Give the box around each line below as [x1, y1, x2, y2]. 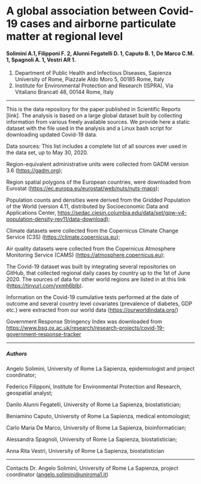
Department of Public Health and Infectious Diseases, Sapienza [14, 69, 172, 77]
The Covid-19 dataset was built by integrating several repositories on [6, 263, 176, 270]
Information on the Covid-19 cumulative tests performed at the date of [6, 294, 179, 301]
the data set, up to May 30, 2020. [6, 149, 89, 156]
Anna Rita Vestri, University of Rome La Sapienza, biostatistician [6, 448, 165, 455]
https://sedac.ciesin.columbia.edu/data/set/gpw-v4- [57, 209, 187, 217]
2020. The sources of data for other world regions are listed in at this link [6, 276, 187, 283]
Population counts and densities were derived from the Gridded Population [6, 196, 190, 204]
